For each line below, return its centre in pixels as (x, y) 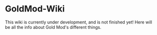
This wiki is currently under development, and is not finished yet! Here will (78, 22)
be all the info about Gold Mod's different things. (53, 27)
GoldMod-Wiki (35, 9)
